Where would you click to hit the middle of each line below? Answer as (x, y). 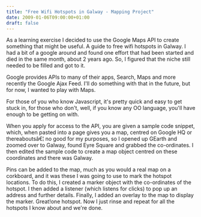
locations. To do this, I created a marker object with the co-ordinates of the (99, 182)
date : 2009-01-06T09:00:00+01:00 (48, 17)
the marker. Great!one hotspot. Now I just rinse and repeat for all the (91, 201)
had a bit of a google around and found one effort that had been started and (100, 53)
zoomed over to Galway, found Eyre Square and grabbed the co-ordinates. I (100, 145)
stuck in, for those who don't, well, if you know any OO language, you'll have (101, 108)
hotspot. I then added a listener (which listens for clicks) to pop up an (92, 189)
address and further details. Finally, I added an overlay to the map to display (100, 195)
